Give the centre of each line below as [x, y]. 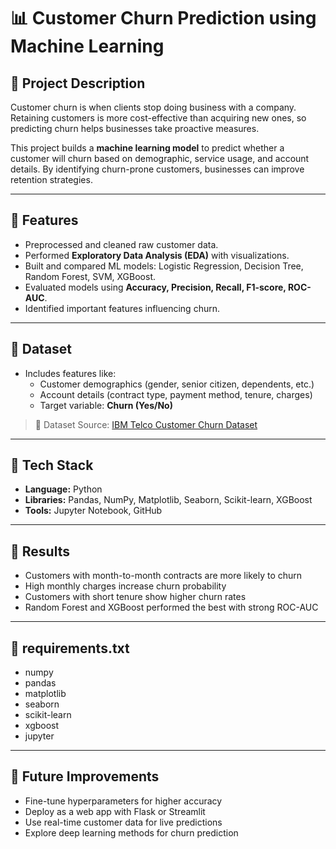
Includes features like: [70, 373]
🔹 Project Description [78, 83]
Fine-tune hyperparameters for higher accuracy [123, 801]
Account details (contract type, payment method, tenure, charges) [176, 394]
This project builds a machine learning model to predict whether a [147, 148]
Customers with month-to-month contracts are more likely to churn [163, 576]
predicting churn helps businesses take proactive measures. [135, 128]
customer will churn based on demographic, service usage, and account [160, 158]
